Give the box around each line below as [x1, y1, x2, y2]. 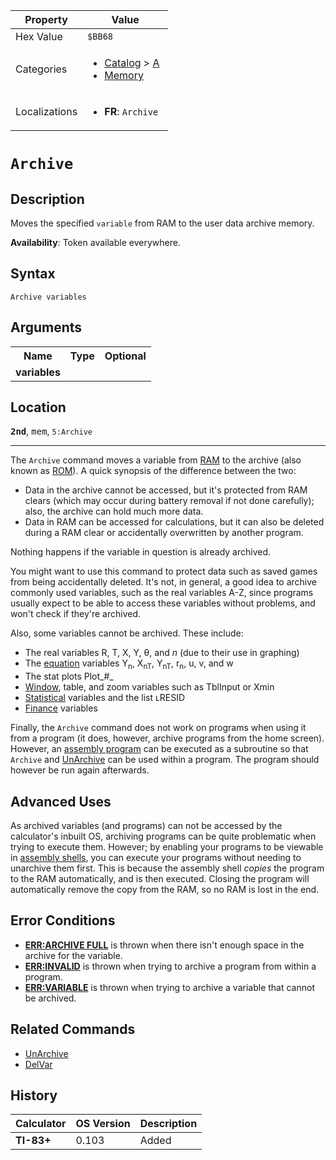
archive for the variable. [24, 949, 123, 961]
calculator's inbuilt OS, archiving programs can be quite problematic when [10, 830, 317, 843]
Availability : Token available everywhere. [10, 237, 181, 248]
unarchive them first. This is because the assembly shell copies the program [10, 862, 325, 874]
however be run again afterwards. [10, 764, 150, 776]
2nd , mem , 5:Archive [10, 425, 93, 438]
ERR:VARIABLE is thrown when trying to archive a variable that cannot [24, 981, 315, 993]
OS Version [75, 1117, 131, 1131]
